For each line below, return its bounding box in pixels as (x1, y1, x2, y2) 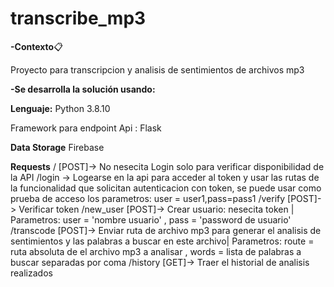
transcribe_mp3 (10, 7, 147, 30)
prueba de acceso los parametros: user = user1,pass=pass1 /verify (10, 192, 286, 204)
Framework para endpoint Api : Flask (10, 122, 162, 134)
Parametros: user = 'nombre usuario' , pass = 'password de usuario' (10, 213, 292, 226)
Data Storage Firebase (10, 141, 105, 153)
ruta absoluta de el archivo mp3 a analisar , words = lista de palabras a (10, 245, 302, 257)
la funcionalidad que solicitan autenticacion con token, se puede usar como (10, 182, 322, 194)
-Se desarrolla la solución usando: (10, 83, 156, 95)
